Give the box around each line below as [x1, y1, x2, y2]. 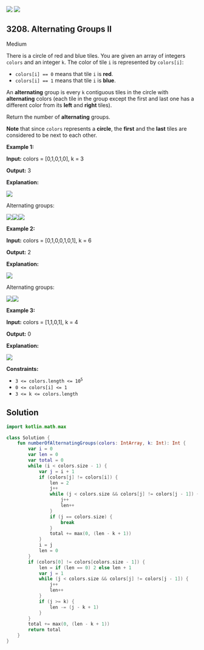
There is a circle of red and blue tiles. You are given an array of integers [6, 52, 186, 59]
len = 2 [49, 480, 69, 486]
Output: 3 [6, 167, 32, 174]
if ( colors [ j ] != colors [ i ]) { [38, 474, 118, 480]
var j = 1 [38, 570, 64, 576]
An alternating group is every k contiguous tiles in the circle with [6, 88, 169, 95]
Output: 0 [6, 330, 32, 337]
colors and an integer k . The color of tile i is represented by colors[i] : [6, 58, 184, 66]
